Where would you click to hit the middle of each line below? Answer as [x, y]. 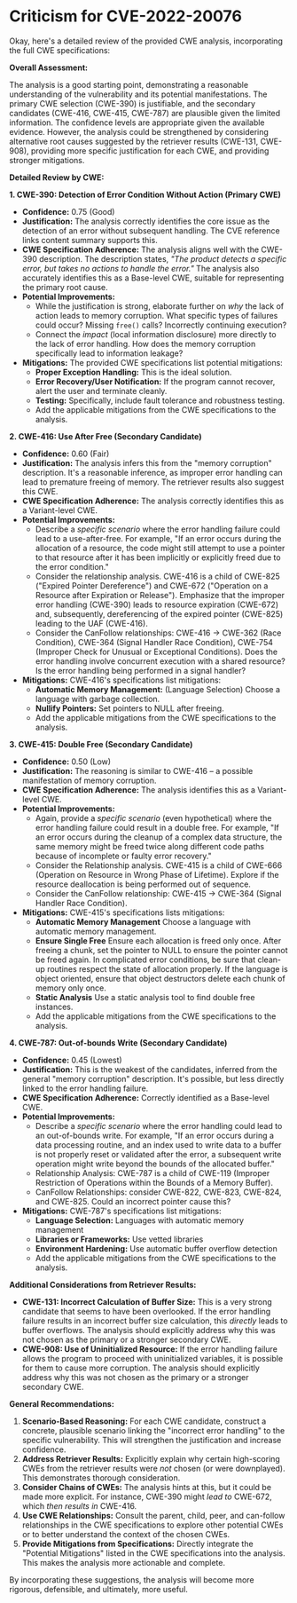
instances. [54, 1007]
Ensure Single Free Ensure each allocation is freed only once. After [158, 940]
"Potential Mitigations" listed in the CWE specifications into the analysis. [153, 1553]
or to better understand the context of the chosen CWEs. [126, 1534]
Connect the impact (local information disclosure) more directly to [156, 334]
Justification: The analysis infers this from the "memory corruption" [147, 462]
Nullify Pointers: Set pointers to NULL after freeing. [129, 708]
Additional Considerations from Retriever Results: [103, 1284]
